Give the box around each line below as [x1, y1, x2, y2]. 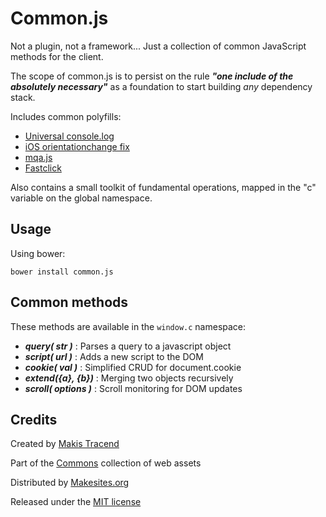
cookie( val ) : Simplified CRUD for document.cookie [24, 361, 242, 373]
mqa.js [24, 151, 53, 163]
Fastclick [24, 162, 62, 174]
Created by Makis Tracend [10, 438, 120, 450]
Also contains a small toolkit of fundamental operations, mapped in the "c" [10, 181, 317, 193]
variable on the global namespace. [10, 192, 153, 204]
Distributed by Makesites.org [10, 477, 130, 489]
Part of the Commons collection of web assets [10, 457, 202, 469]
